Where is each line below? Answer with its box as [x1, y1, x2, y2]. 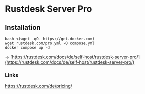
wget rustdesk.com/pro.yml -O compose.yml [5, 41, 95, 46]
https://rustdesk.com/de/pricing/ [5, 83, 72, 89]
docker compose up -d [5, 45, 50, 50]
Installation [5, 23, 41, 32]
